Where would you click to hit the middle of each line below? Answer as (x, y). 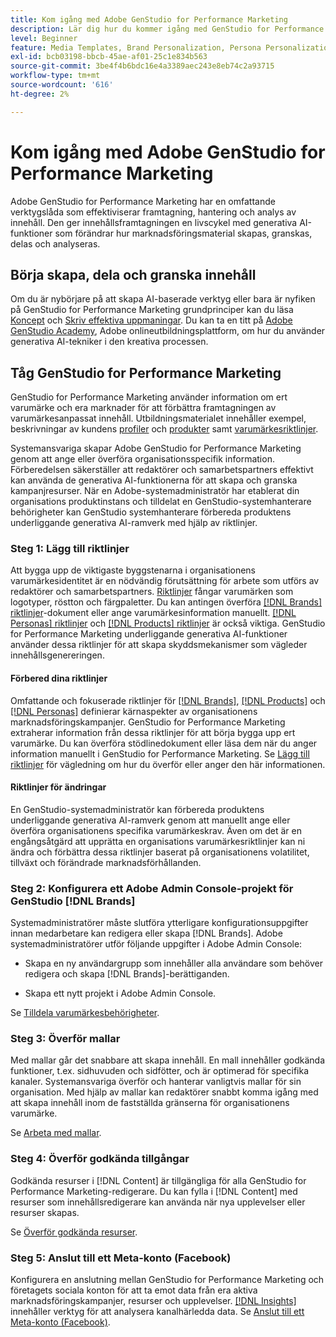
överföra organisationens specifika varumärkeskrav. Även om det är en (156, 830)
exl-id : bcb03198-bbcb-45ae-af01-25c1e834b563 (109, 57)
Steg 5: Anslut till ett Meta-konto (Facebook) (121, 1258)
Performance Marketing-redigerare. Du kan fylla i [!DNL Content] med (154, 1191)
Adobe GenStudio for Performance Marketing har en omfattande (143, 201)
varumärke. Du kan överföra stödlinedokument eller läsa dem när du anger (164, 743)
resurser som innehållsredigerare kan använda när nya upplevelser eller (158, 1202)
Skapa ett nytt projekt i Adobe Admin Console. (120, 993)
